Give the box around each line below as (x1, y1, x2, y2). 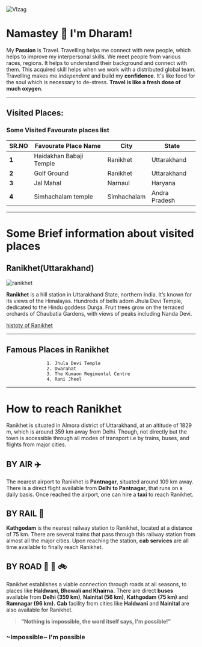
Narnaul (107, 179, 130, 187)
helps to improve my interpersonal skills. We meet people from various (6, 53, 181, 60)
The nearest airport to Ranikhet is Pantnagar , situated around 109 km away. (6, 478, 194, 485)
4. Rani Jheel (46, 376, 82, 382)
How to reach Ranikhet (6, 402, 122, 415)
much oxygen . (6, 85, 43, 92)
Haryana (151, 179, 176, 187)
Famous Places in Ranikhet (6, 345, 109, 355)
